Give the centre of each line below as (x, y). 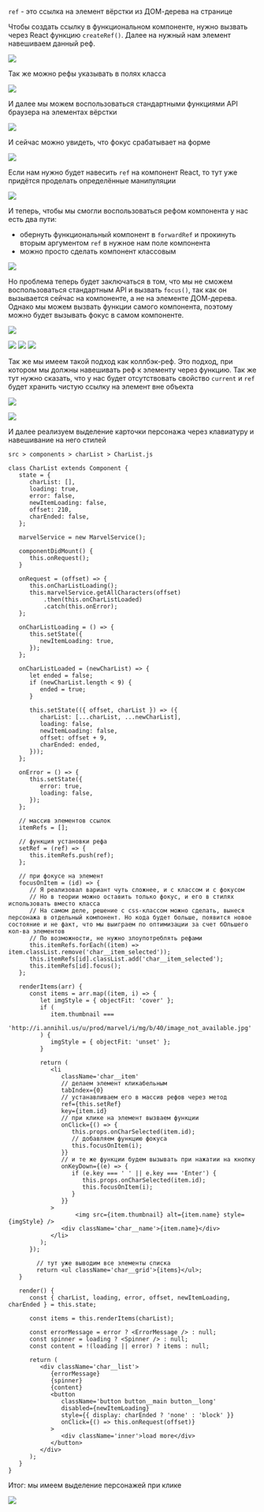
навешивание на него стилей (57, 440)
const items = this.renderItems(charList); (102, 1318)
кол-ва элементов (37, 931)
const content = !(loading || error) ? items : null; (119, 1346)
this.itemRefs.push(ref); (71, 856)
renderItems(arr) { (50, 987)
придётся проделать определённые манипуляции (92, 181)
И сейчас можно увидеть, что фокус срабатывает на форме (110, 142)
